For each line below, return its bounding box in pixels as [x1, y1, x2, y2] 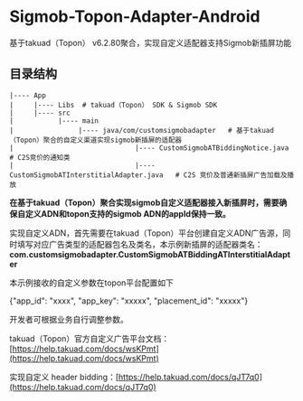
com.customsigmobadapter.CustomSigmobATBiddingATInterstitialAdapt [9, 248, 291, 259]
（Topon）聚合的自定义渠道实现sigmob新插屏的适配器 [9, 135, 183, 145]
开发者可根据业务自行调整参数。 [9, 313, 128, 324]
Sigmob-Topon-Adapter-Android [9, 6, 260, 27]
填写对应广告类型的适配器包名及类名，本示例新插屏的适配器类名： [16, 238, 263, 249]
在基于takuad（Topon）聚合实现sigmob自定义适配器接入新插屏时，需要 [9, 197, 279, 208]
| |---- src [9, 108, 71, 117]
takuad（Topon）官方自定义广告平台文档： [9, 332, 170, 344]
